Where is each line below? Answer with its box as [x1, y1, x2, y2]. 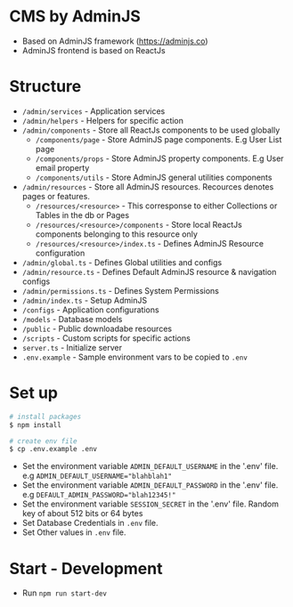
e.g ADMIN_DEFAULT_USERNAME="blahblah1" [21, 470, 172, 482]
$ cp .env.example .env [9, 445, 98, 454]
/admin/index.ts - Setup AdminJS [21, 295, 148, 305]
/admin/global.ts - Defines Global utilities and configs [21, 256, 223, 268]
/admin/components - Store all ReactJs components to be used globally [21, 125, 281, 135]
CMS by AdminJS [9, 6, 141, 27]
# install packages [9, 412, 82, 421]
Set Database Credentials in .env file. [21, 518, 159, 529]
